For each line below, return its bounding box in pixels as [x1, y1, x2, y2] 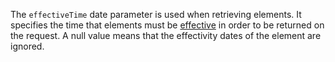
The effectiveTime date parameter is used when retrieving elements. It [10, 9, 302, 20]
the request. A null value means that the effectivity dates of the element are [10, 30, 322, 41]
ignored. [10, 40, 45, 52]
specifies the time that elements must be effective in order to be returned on [10, 19, 325, 31]
